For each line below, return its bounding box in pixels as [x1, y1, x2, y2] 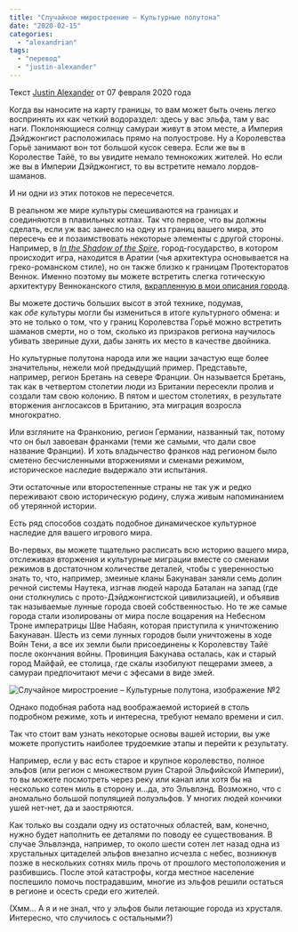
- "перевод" [17, 54, 62, 63]
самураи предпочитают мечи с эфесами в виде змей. [9, 667, 215, 678]
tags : [9, 46, 29, 55]
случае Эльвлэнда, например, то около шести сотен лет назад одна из [9, 838, 280, 849]
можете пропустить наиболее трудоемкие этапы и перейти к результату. [9, 737, 289, 748]
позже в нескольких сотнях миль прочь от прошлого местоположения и [9, 857, 286, 868]
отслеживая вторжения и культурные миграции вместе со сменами [9, 553, 270, 565]
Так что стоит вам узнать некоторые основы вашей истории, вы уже [9, 728, 270, 739]
